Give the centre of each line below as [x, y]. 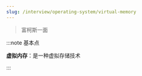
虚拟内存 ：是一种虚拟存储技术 [43, 55]
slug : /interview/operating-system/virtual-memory [71, 12]
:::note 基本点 [23, 42]
